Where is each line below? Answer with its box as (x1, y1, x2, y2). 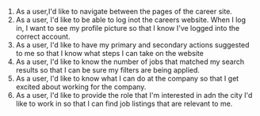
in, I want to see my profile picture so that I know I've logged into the (15, 24, 240, 32)
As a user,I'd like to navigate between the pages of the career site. (15, 7, 232, 16)
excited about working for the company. (15, 82, 147, 92)
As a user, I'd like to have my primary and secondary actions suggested (15, 40, 250, 50)
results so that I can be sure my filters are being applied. (15, 65, 201, 74)
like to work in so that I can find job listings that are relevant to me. (15, 99, 233, 108)
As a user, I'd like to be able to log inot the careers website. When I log (15, 15, 247, 24)
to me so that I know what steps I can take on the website (15, 49, 204, 58)
